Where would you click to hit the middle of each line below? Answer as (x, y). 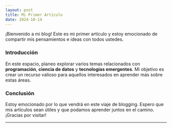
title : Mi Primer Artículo (34, 15)
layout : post (19, 10)
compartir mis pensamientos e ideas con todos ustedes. (64, 39)
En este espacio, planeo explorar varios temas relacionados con (73, 64)
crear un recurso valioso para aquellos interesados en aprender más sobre (84, 74)
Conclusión (20, 93)
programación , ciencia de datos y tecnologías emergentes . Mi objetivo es (85, 69)
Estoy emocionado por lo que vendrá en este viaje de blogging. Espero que (84, 104)
